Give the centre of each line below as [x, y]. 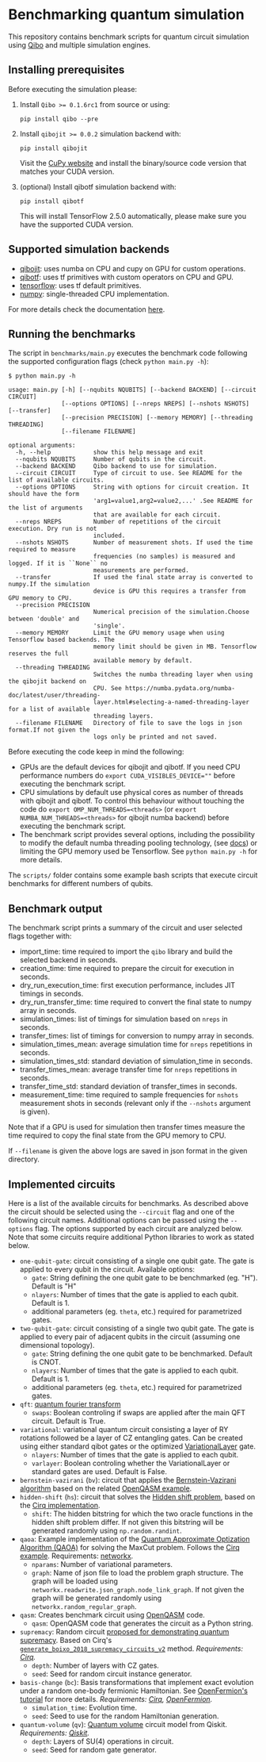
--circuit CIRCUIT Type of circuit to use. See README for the [129, 474]
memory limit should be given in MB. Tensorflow [175, 647]
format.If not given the [49, 730]
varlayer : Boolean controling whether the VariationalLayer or [131, 1463]
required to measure [42, 550]
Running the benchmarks [72, 334]
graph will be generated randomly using [97, 1598]
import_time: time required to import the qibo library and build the [126, 952]
